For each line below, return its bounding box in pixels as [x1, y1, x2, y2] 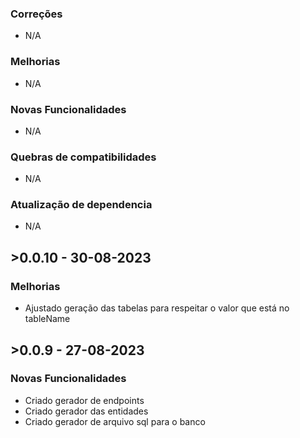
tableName [24, 313, 71, 325]
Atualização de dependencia [10, 198, 153, 212]
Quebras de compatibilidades [10, 150, 157, 164]
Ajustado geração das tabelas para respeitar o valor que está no [24, 302, 290, 314]
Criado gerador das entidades [24, 405, 149, 417]
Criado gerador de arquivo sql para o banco [24, 415, 206, 427]
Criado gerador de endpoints [24, 394, 145, 406]
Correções [10, 7, 63, 21]
